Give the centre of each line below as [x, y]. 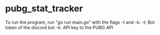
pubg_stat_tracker [44, 9]
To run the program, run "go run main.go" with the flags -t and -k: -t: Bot [80, 22]
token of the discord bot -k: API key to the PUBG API [59, 27]
